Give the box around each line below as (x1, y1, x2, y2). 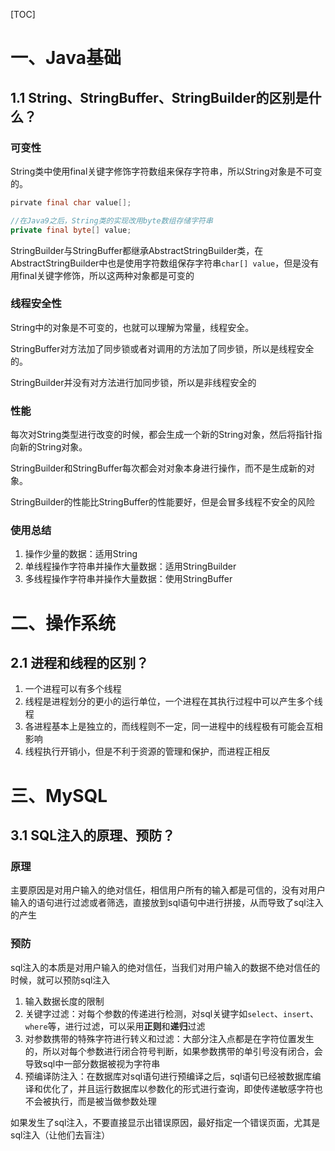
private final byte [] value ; (10, 225, 132, 235)
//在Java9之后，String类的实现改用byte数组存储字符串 (10, 215, 213, 226)
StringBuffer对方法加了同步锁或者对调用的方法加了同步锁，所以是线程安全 (10, 342, 315, 354)
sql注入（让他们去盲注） (10, 1129, 111, 1141)
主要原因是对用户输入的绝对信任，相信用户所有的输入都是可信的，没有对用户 (10, 884, 326, 896)
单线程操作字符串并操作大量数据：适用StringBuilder (24, 560, 237, 573)
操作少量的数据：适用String (24, 548, 138, 560)
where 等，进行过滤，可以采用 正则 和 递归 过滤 (24, 1020, 206, 1032)
